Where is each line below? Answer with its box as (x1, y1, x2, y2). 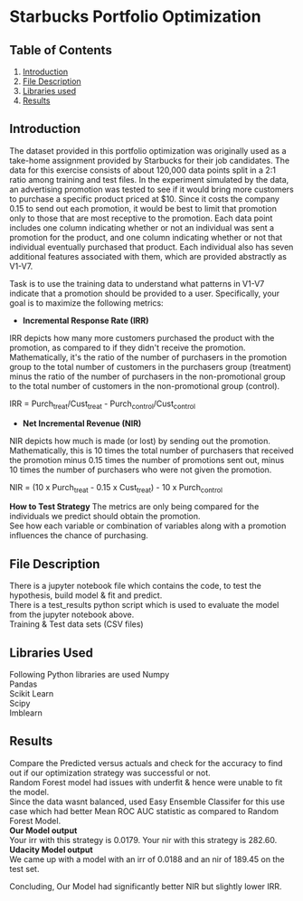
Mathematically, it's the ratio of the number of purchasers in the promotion (9, 351, 288, 363)
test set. (9, 863, 40, 874)
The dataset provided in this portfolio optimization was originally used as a (9, 145, 287, 156)
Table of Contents (9, 43, 113, 58)
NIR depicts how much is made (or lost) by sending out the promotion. (9, 435, 271, 446)
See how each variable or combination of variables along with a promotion (9, 520, 287, 531)
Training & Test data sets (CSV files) (9, 619, 144, 630)
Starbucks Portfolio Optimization (9, 6, 261, 27)
